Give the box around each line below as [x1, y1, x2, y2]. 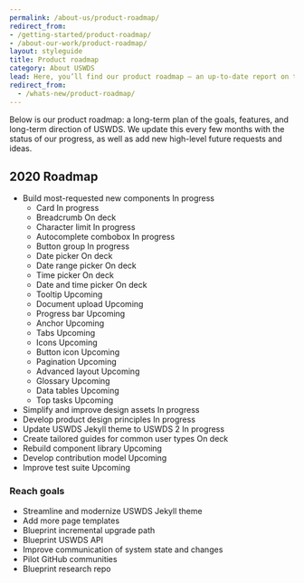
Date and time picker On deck [35, 280, 147, 291]
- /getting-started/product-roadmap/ [9, 30, 152, 39]
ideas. [9, 142, 33, 154]
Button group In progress [35, 241, 130, 252]
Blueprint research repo [22, 563, 111, 574]
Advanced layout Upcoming [35, 366, 140, 377]
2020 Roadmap [9, 168, 99, 184]
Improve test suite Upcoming [22, 463, 131, 473]
